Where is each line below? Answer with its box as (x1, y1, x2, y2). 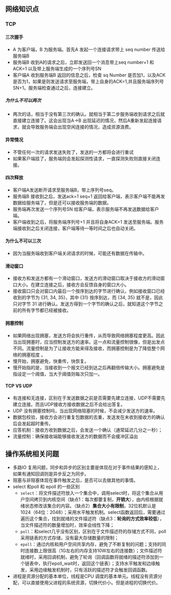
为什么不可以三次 (5, 238, 41, 244)
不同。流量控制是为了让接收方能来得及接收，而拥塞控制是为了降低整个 (12, 345, 161, 351)
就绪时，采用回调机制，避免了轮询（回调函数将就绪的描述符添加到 (20, 554, 159, 560)
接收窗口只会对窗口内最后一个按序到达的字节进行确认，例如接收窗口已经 (12, 288, 165, 294)
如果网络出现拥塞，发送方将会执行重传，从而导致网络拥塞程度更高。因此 (12, 332, 165, 338)
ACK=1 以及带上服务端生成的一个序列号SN (12, 66, 102, 72)
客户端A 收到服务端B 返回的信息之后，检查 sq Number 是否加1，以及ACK (12, 72, 166, 78)
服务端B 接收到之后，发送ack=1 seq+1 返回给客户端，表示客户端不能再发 (12, 193, 165, 199)
